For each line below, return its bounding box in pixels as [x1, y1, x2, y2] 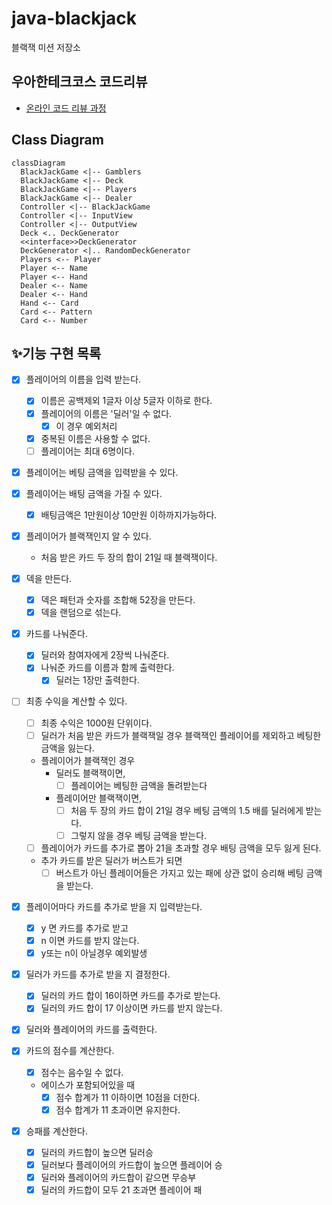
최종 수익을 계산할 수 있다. [25, 695, 128, 707]
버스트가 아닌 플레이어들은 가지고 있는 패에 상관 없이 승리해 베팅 [55, 867, 304, 879]
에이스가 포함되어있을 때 [40, 1078, 136, 1091]
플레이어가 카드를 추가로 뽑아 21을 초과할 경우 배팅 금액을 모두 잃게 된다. [40, 842, 322, 854]
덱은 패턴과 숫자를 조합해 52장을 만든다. [40, 594, 196, 606]
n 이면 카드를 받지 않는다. [40, 935, 140, 947]
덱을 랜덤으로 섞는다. [40, 607, 122, 619]
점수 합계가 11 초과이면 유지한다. [55, 1103, 181, 1116]
